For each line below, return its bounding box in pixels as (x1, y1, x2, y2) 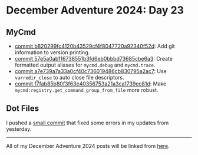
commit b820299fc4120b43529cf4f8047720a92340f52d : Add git (14, 42, 175, 50)
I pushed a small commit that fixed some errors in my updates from (6, 119, 169, 126)
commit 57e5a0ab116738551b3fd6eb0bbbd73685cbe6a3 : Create (14, 55, 173, 62)
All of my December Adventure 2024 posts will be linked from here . (6, 142, 170, 149)
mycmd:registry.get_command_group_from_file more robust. (14, 87, 159, 93)
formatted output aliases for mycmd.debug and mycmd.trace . (14, 61, 156, 68)
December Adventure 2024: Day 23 (6, 4, 184, 17)
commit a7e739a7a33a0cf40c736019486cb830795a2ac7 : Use (14, 68, 167, 74)
